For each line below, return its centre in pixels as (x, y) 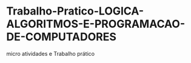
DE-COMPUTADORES (61, 37)
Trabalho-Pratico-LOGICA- (75, 11)
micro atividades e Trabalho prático (51, 53)
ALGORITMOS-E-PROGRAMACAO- (96, 24)
